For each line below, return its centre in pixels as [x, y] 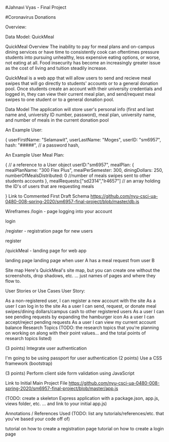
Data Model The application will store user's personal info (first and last [80, 109]
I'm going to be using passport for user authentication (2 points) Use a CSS [84, 358]
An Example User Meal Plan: [35, 155]
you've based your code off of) [38, 419]
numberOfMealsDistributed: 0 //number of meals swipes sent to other [78, 175]
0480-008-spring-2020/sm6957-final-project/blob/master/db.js [72, 201]
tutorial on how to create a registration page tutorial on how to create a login [85, 429]
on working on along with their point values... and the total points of [76, 333]
